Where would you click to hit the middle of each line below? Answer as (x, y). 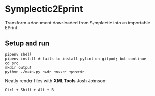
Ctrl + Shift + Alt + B (30, 90)
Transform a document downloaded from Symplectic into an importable (77, 23)
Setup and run (27, 43)
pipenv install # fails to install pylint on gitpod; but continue (76, 59)
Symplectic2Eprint (44, 9)
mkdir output (18, 67)
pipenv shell (18, 54)
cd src (12, 63)
